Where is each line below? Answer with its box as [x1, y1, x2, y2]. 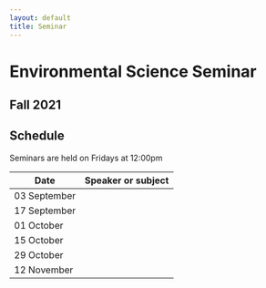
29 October [14, 248, 64, 261]
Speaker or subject [85, 174, 169, 187]
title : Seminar [9, 22, 67, 31]
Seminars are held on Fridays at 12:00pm [9, 152, 163, 163]
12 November [14, 263, 74, 276]
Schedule [9, 129, 66, 144]
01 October [14, 219, 64, 231]
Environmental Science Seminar [9, 61, 257, 82]
